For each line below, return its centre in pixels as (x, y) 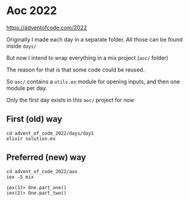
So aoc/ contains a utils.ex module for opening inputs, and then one (93, 81)
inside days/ (21, 46)
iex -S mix (20, 177)
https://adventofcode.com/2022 (47, 28)
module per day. (27, 88)
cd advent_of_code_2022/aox (42, 171)
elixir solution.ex (31, 138)
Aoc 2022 (32, 11)
